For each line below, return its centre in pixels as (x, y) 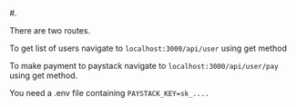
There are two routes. (50, 30)
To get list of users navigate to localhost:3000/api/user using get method (148, 48)
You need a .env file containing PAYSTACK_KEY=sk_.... (109, 93)
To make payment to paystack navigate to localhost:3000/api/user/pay (144, 66)
